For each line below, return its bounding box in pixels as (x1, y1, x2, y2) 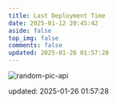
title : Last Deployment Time (8, 11, 106, 20)
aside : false (8, 26, 52, 34)
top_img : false (8, 34, 59, 42)
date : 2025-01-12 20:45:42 (8, 19, 99, 27)
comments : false (8, 42, 63, 50)
